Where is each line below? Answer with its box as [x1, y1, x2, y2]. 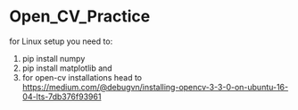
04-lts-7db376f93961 [21, 91, 102, 102]
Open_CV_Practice [9, 6, 151, 27]
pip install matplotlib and [21, 63, 113, 73]
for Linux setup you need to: [9, 36, 113, 47]
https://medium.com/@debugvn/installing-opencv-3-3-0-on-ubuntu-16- [21, 81, 288, 92]
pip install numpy [21, 53, 86, 63]
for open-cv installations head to [21, 72, 143, 82]
